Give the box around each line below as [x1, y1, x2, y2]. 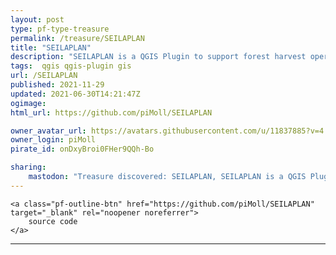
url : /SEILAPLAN [10, 71, 78, 81]
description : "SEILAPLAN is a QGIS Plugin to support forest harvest [10, 52, 307, 62]
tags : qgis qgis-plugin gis [10, 61, 132, 71]
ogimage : [10, 98, 47, 108]
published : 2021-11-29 [10, 80, 105, 90]
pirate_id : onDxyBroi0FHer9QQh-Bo [10, 144, 155, 155]
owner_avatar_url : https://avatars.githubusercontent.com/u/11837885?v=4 [10, 126, 325, 136]
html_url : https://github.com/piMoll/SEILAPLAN [10, 107, 213, 118]
